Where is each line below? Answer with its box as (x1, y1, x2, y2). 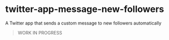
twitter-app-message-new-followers (5, 3, 164, 15)
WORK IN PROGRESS (17, 29, 62, 35)
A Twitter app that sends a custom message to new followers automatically (5, 20, 162, 26)
